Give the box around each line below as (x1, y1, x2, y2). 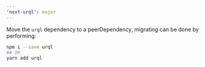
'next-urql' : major (6, 9, 56, 15)
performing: (6, 32, 37, 40)
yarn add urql (6, 55, 43, 62)
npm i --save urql (6, 44, 53, 50)
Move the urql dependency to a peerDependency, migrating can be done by (6, 26, 199, 33)
